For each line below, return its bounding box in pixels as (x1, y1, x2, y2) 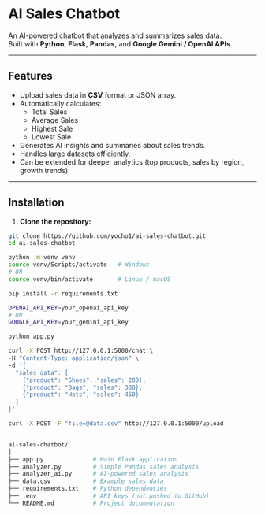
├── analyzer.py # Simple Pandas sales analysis (8, 462, 200, 471)
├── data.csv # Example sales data (8, 477, 164, 485)
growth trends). (19, 165, 70, 175)
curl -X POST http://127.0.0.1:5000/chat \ (8, 347, 154, 355)
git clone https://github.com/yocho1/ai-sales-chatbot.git (8, 232, 207, 240)
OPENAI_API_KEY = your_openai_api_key (8, 304, 129, 312)
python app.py (8, 332, 55, 341)
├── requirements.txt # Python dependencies (8, 485, 168, 493)
